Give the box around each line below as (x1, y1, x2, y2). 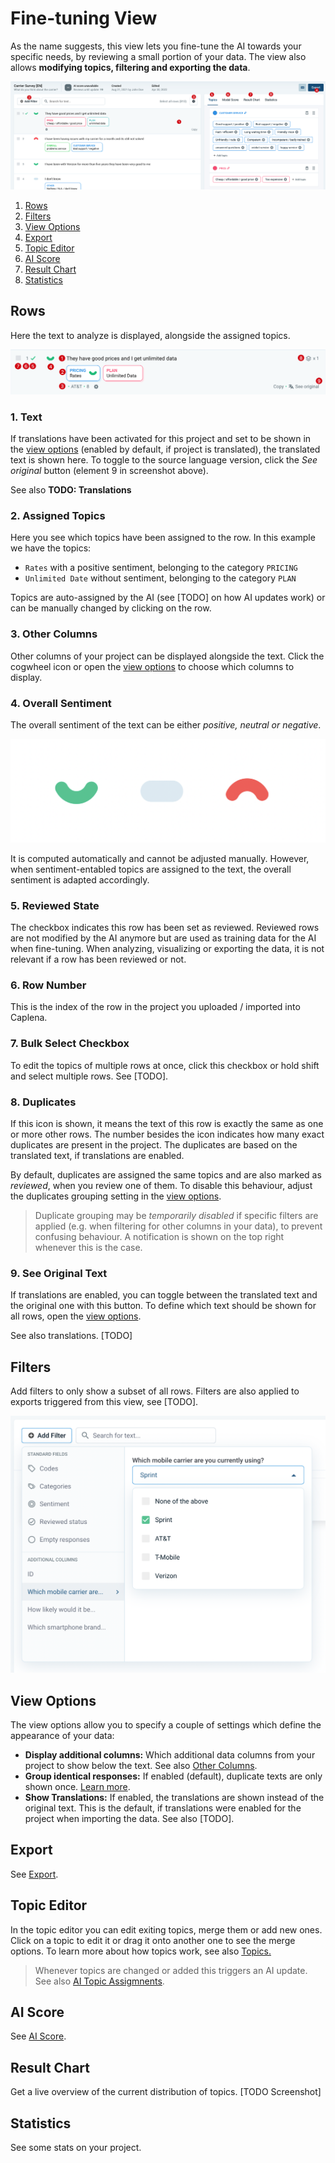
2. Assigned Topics (10, 509, 106, 523)
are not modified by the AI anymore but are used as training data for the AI (10, 932, 317, 944)
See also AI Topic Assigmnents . (34, 1975, 165, 1987)
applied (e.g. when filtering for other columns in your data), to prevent (34, 1220, 323, 1232)
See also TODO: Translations (10, 484, 132, 496)
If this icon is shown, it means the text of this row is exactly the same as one (10, 1118, 324, 1130)
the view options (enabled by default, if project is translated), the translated (10, 443, 321, 456)
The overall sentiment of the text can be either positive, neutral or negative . (10, 719, 322, 731)
